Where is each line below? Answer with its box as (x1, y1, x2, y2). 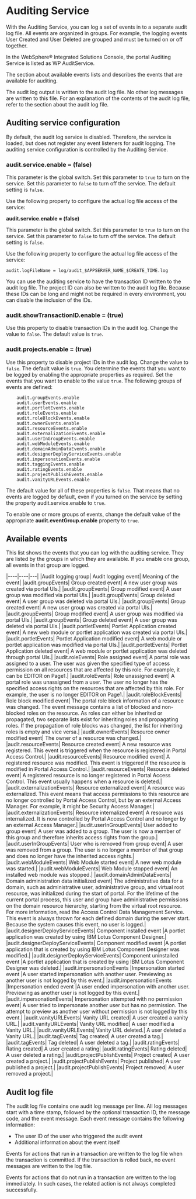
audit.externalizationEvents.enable (16, 430, 106, 436)
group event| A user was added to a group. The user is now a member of (6, 828, 181, 835)
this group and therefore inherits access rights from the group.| (6, 834, 158, 841)
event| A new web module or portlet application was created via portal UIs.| (6, 629, 188, 636)
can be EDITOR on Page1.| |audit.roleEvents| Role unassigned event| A (6, 673, 175, 680)
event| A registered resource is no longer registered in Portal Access (6, 772, 171, 779)
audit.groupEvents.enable (16, 395, 80, 401)
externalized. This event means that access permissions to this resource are (6, 791, 190, 798)
